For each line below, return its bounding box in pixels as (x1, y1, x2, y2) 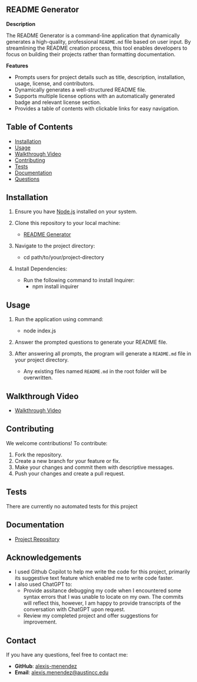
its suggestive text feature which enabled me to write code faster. (14, 575, 174, 582)
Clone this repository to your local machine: (14, 220, 121, 227)
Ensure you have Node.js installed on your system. (14, 208, 138, 215)
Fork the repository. (14, 451, 63, 458)
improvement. (23, 618, 58, 625)
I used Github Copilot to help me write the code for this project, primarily (14, 568, 191, 575)
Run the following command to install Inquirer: (23, 277, 135, 284)
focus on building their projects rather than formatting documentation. (6, 50, 176, 58)
